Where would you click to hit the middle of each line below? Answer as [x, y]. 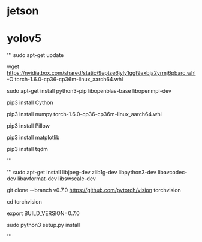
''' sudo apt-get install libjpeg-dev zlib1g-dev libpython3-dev [82, 173]
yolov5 [24, 39]
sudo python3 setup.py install [43, 225]
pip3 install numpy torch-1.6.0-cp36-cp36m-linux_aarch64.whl [85, 114]
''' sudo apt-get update [35, 55]
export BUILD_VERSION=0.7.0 [43, 213]
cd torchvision [25, 202]
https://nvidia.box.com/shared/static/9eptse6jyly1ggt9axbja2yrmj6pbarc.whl [101, 73]
